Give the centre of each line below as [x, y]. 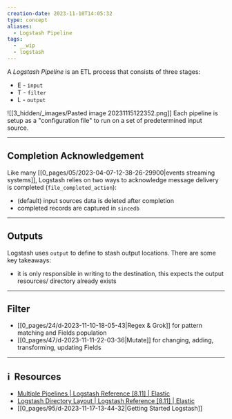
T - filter [32, 92]
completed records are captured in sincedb [78, 208]
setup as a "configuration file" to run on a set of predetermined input [105, 120]
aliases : [20, 26]
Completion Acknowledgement [76, 156]
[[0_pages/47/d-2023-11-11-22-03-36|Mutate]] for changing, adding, [115, 340]
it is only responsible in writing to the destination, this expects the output [120, 273]
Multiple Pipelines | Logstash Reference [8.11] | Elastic [94, 393]
